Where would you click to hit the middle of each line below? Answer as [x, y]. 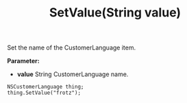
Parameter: [23, 61]
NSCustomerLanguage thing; [46, 87]
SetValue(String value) [115, 13]
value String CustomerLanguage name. [73, 74]
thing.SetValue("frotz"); [44, 93]
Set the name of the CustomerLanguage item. [71, 48]
